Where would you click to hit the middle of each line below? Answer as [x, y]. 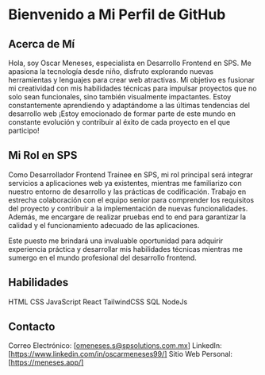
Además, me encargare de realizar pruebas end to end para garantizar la [127, 217]
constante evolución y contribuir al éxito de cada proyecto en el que [119, 122]
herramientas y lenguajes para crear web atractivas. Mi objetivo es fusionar [132, 80]
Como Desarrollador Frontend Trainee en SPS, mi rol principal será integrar [131, 174]
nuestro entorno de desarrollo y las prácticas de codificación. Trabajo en [127, 191]
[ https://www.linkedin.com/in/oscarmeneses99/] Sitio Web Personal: [120, 354]
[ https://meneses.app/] [46, 362]
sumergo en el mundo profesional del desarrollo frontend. [102, 257]
